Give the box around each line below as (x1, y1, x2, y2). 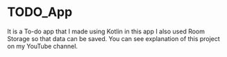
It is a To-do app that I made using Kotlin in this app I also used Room (7, 27, 205, 35)
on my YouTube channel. (7, 42, 78, 50)
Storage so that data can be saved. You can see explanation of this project (7, 34, 220, 42)
